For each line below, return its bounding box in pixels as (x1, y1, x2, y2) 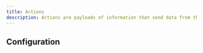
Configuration (6, 37, 60, 47)
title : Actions (6, 8, 45, 15)
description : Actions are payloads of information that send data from (6, 14, 190, 20)
